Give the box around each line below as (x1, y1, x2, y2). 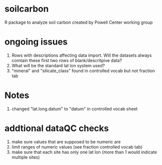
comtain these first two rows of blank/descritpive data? (11, 57, 122, 63)
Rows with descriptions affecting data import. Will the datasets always (11, 52, 152, 58)
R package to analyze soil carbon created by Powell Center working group (4, 19, 153, 25)
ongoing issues (4, 36, 68, 47)
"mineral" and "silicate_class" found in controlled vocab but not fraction (11, 68, 155, 74)
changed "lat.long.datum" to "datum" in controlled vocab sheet (11, 105, 138, 112)
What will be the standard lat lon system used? (11, 62, 105, 68)
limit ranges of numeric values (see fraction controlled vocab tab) (11, 144, 143, 150)
